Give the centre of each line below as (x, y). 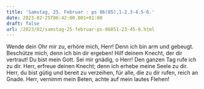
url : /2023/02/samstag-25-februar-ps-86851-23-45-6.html (81, 29)
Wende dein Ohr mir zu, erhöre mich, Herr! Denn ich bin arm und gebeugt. (100, 47)
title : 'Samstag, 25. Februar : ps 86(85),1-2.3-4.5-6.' (81, 12)
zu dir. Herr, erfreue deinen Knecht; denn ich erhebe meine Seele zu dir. (97, 66)
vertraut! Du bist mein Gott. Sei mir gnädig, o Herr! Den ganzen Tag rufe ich (101, 60)
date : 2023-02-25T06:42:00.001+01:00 (55, 18)
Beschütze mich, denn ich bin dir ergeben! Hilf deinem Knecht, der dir (94, 53)
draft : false (23, 23)
